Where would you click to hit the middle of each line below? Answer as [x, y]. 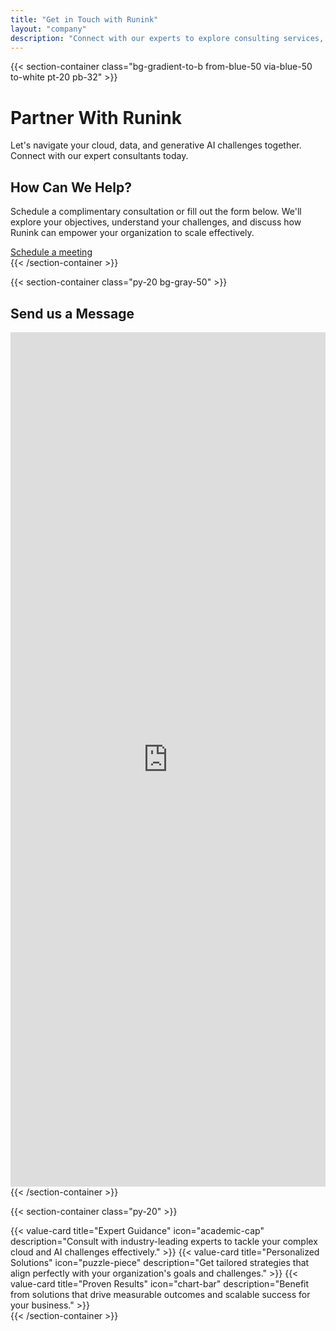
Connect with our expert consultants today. [99, 156]
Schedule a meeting [51, 252]
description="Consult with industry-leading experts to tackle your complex [164, 1241]
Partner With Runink [96, 117]
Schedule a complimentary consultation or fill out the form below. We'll [156, 212]
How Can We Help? [71, 187]
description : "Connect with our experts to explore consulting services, [167, 38]
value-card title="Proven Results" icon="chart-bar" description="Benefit [160, 1283]
